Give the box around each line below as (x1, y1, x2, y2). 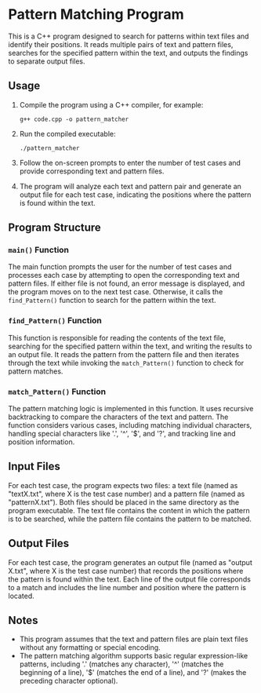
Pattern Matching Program (8, 5, 184, 24)
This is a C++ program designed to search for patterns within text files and (8, 31, 249, 41)
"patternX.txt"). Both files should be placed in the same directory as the (8, 497, 240, 507)
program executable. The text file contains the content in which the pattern (8, 505, 250, 515)
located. (8, 591, 34, 600)
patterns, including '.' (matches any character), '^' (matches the (19, 659, 224, 669)
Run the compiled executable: (19, 129, 116, 138)
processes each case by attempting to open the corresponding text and (8, 271, 241, 280)
